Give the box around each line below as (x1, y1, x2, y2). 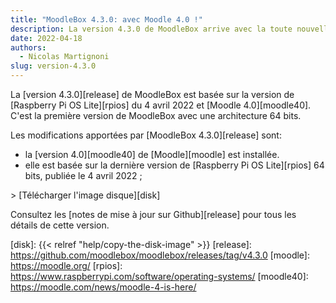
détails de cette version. (10, 219, 110, 231)
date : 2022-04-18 (10, 33, 83, 43)
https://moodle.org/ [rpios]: (10, 260, 123, 271)
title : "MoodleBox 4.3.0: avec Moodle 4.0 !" (10, 14, 203, 25)
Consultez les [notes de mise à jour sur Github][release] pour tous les (10, 209, 297, 220)
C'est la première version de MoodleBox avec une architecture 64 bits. (10, 110, 302, 121)
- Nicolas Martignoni (19, 52, 110, 62)
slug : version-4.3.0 (10, 61, 97, 71)
